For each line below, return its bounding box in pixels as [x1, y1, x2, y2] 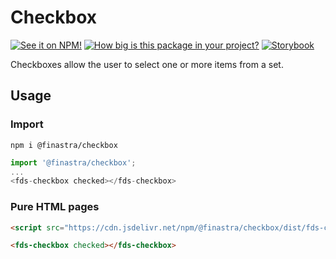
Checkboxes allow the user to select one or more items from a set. [10, 58, 284, 70]
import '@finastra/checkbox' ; [10, 157, 137, 168]
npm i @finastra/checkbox [10, 140, 118, 150]
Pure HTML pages [10, 200, 100, 214]
